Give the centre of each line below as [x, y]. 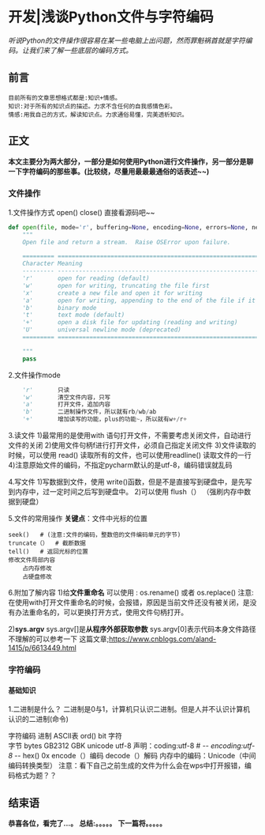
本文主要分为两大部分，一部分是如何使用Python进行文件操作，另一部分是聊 [131, 161]
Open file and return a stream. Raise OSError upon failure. [127, 242]
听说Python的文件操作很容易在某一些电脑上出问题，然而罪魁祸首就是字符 [127, 40]
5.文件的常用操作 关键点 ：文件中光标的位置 [78, 519]
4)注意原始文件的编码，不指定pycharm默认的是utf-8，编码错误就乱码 [120, 465]
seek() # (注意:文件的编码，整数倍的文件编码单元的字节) [95, 535]
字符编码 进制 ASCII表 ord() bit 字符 [65, 736]
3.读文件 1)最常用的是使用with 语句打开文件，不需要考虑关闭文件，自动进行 [130, 436]
